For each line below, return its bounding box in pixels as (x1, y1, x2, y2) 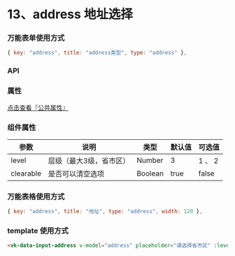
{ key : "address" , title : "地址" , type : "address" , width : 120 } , (7, 208, 203, 215)
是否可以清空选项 (48, 169, 105, 178)
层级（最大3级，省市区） (48, 155, 130, 165)
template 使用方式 (7, 225, 69, 235)
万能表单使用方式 (7, 33, 65, 43)
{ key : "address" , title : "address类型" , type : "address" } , (7, 50, 187, 57)
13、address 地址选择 (7, 6, 134, 22)
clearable (10, 169, 42, 178)
